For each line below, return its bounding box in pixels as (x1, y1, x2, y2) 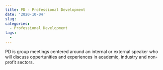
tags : (5, 30, 16, 35)
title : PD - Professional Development (5, 7, 85, 12)
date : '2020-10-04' (5, 12, 46, 17)
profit (5, 59, 16, 65)
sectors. (17, 59, 34, 65)
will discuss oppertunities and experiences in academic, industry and (5, 54, 147, 60)
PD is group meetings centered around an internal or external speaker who (5, 48, 158, 55)
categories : (5, 21, 30, 26)
